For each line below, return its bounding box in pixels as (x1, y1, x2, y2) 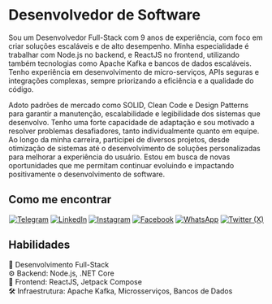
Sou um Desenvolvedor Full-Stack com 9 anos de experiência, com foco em (8, 33, 263, 42)
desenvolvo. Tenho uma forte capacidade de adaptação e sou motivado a (8, 117, 255, 127)
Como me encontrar (8, 193, 112, 206)
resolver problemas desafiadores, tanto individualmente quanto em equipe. (8, 126, 260, 136)
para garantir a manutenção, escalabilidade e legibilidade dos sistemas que (8, 108, 261, 119)
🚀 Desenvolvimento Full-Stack (8, 259, 110, 269)
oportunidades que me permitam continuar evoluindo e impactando (8, 160, 235, 170)
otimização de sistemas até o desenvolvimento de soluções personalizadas (8, 143, 261, 153)
